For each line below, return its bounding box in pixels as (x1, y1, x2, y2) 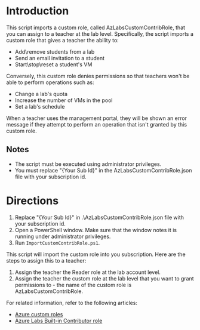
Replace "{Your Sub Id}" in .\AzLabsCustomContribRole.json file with (14, 214, 184, 221)
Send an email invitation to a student (14, 54, 105, 61)
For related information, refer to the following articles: (6, 299, 138, 306)
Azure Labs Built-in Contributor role (14, 317, 103, 324)
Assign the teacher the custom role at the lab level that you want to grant (14, 275, 194, 282)
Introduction (6, 4, 69, 18)
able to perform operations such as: (6, 79, 94, 86)
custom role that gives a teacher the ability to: (6, 36, 119, 44)
